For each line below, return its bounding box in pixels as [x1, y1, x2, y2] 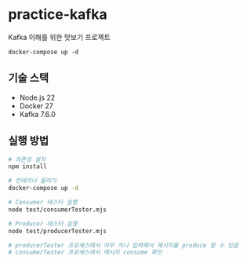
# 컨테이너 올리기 [8, 177, 57, 185]
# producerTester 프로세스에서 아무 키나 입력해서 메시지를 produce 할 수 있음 [8, 241, 239, 249]
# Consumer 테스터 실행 [8, 199, 78, 206]
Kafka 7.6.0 [19, 109, 56, 119]
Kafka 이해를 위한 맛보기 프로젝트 [8, 32, 111, 42]
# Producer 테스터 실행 [8, 220, 78, 228]
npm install [8, 163, 47, 170]
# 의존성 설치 [8, 155, 46, 163]
